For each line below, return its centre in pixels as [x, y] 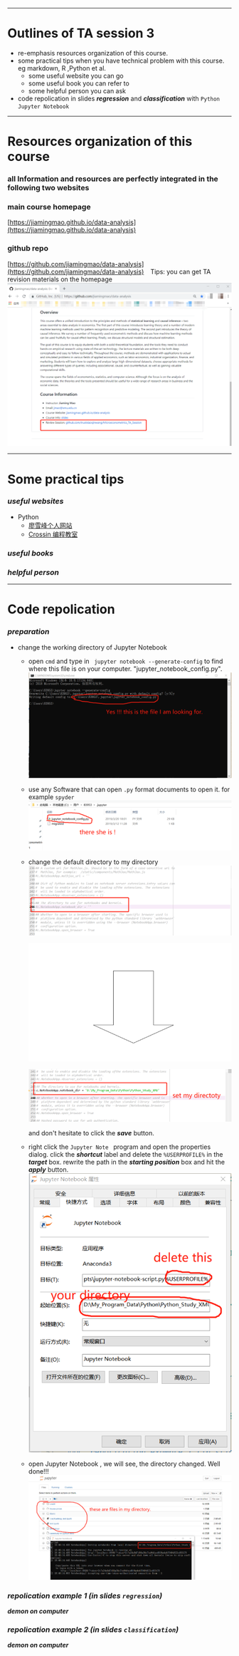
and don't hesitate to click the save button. [91, 1132]
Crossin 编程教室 [53, 534]
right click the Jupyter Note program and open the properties [119, 1147]
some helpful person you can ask [77, 90]
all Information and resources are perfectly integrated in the [113, 179]
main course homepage [49, 207]
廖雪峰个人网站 [50, 525]
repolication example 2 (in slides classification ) [93, 1630]
